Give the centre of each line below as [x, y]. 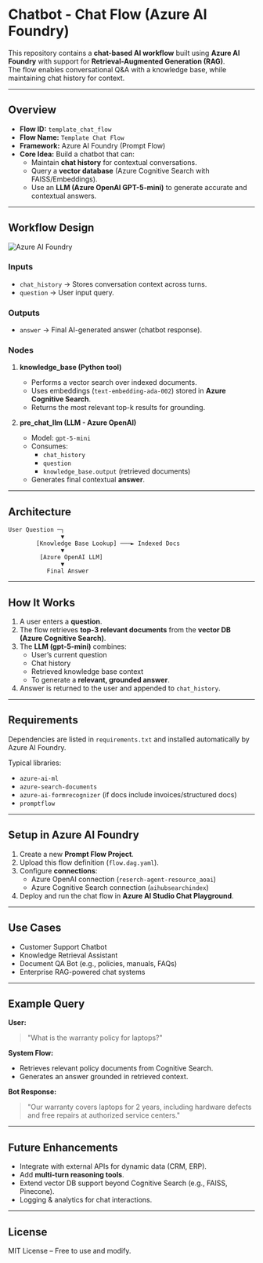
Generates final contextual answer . [88, 480]
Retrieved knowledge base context [87, 672]
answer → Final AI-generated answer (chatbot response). [110, 330]
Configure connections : [58, 870]
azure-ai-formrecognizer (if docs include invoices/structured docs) [128, 794]
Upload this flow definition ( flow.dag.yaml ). [89, 862]
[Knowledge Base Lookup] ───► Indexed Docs [108, 544]
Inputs [21, 267]
